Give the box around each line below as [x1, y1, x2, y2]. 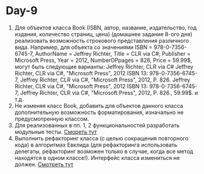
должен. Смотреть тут [14, 161, 74, 168]
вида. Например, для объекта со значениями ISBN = [14, 43, 153, 51]
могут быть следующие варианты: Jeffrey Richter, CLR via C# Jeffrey [14, 62, 194, 70]
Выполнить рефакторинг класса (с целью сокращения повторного [14, 134, 189, 142]
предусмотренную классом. [14, 115, 89, 123]
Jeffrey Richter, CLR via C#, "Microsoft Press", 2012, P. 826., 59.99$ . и [20, 89, 199, 96]
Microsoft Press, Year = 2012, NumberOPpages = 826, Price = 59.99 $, [14, 56, 192, 64]
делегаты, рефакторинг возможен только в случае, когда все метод [14, 148, 194, 155]
